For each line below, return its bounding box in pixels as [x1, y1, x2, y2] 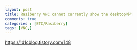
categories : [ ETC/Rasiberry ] [5, 21, 68, 26]
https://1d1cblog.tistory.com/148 [5, 39, 71, 45]
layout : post [5, 7, 32, 12]
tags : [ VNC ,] [5, 26, 32, 31]
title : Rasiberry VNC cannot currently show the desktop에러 [5, 12, 133, 17]
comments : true [5, 16, 37, 21]
